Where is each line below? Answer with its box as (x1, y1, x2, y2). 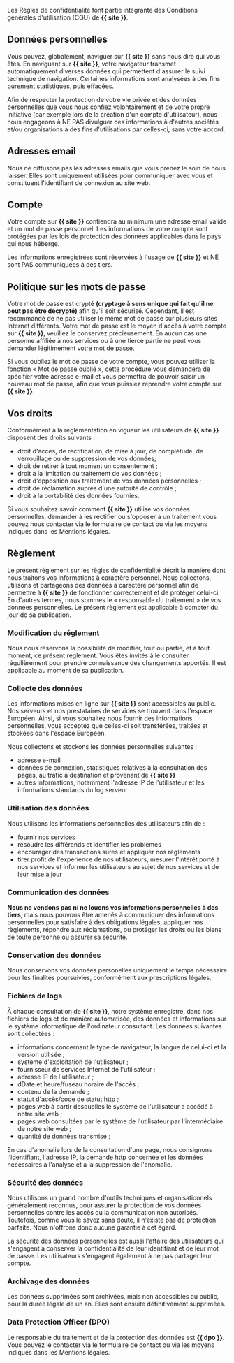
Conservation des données (7, 950, 101, 960)
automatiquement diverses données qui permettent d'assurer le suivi (7, 66, 206, 75)
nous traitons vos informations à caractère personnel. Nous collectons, (7, 573, 212, 582)
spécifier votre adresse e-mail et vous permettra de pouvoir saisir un (7, 372, 205, 381)
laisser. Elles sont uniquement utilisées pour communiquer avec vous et (7, 171, 213, 180)
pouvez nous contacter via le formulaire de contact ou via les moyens (7, 520, 207, 528)
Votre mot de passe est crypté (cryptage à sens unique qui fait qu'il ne (7, 300, 214, 308)
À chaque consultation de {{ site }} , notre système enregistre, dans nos (7, 1007, 214, 1015)
